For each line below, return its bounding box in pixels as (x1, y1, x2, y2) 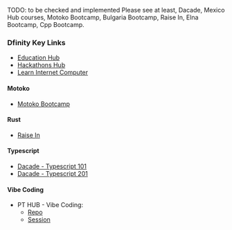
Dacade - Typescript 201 (17, 169, 88, 177)
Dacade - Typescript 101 (17, 162, 87, 170)
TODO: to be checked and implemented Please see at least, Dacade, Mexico (7, 6, 225, 14)
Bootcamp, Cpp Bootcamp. (7, 21, 84, 28)
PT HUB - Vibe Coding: (17, 201, 84, 209)
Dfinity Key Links (7, 37, 66, 47)
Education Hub (17, 53, 60, 62)
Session (27, 215, 51, 224)
